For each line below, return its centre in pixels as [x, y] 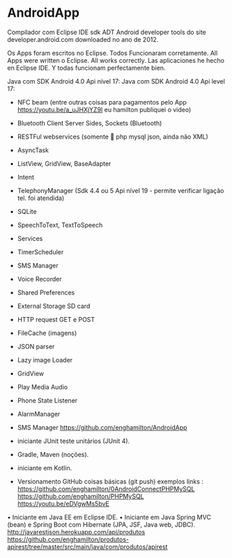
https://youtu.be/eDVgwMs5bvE [63, 504]
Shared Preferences [46, 292]
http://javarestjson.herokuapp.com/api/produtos [76, 532]
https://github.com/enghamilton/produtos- [68, 539]
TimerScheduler [40, 251]
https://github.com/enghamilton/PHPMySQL [80, 496]
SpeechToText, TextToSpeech [60, 225]
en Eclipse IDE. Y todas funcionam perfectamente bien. [86, 68]
